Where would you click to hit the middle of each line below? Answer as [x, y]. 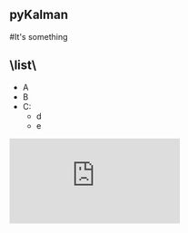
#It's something [39, 36]
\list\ [23, 66]
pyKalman [39, 15]
